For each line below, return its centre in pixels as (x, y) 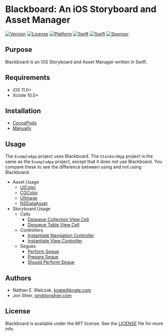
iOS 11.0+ (22, 90)
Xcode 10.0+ (25, 95)
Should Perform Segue (51, 262)
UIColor (28, 188)
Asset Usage (26, 182)
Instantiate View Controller (55, 241)
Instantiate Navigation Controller (61, 235)
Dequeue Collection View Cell (58, 219)
